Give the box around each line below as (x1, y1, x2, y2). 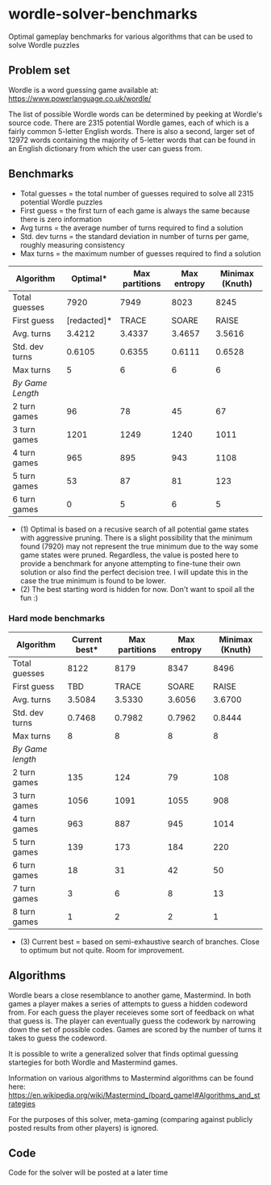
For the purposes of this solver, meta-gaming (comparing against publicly (8, 1114, 253, 1124)
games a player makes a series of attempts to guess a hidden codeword (8, 998, 248, 1008)
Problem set (8, 64, 71, 78)
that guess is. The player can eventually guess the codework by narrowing (8, 1015, 256, 1026)
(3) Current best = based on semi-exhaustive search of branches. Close (19, 936, 260, 946)
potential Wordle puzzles (19, 197, 103, 207)
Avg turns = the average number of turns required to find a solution (19, 223, 244, 233)
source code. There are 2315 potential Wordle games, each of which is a (8, 118, 249, 128)
